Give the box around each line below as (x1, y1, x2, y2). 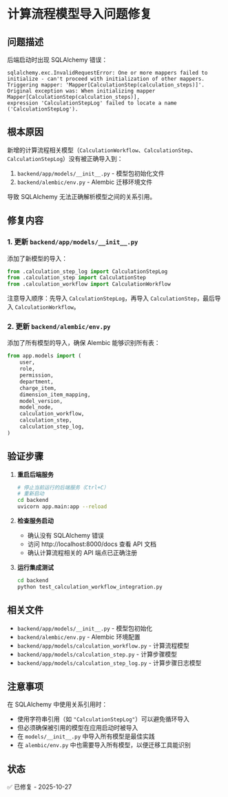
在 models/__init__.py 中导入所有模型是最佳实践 (17, 732, 155, 740)
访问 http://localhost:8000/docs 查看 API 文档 (27, 540, 157, 548)
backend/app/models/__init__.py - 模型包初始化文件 (17, 169, 165, 177)
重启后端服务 (17, 470, 54, 478)
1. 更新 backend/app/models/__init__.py (7, 237, 138, 247)
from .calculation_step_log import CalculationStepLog (7, 268, 168, 275)
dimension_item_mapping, (19, 391, 91, 398)
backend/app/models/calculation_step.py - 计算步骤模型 (17, 650, 178, 658)
